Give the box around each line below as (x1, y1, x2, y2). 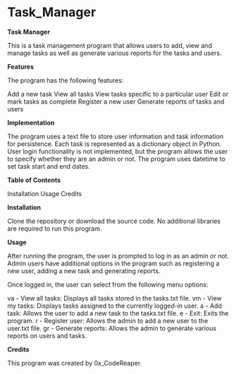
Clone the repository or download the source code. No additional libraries (7, 217, 221, 225)
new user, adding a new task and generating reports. (7, 266, 161, 275)
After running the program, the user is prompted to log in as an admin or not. (7, 251, 230, 260)
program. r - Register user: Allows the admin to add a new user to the (7, 316, 209, 325)
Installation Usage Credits (7, 189, 82, 198)
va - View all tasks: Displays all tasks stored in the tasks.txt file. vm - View (7, 294, 222, 302)
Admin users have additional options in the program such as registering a (7, 259, 220, 267)
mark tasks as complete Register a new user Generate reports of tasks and (7, 97, 225, 106)
